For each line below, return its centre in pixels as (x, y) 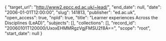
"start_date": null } (24, 33)
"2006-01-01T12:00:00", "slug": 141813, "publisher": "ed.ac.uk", (70, 12)
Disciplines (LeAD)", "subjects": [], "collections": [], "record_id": (70, 23)
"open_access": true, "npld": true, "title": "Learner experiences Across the (81, 18)
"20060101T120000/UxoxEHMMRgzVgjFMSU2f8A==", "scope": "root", (78, 28)
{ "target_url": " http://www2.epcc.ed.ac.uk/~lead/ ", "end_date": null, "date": (83, 7)
